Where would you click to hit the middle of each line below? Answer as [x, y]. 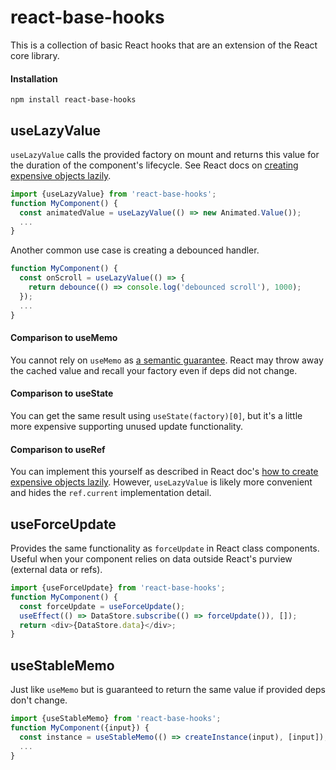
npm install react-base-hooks [73, 100]
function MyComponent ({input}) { [80, 727]
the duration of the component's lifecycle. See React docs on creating [154, 165]
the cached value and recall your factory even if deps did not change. [154, 370]
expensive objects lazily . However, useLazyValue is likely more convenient [161, 482]
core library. [35, 55]
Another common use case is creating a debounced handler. [135, 250]
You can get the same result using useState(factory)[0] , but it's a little [156, 415]
